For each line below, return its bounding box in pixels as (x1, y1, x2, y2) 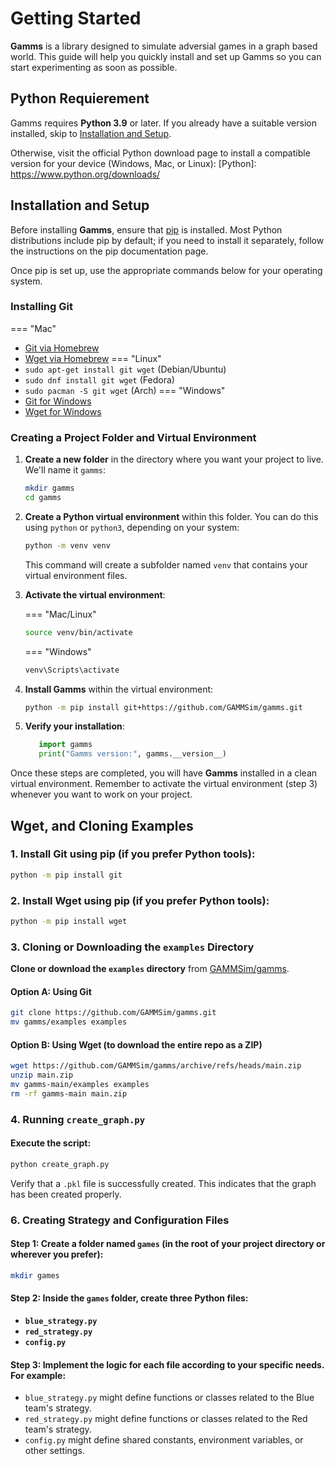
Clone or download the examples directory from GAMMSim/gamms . (10, 963, 290, 975)
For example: (10, 1369, 67, 1381)
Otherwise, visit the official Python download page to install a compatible (10, 147, 311, 159)
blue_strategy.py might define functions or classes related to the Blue (24, 1392, 315, 1404)
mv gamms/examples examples (10, 1017, 128, 1027)
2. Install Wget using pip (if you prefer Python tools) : (10, 893, 270, 907)
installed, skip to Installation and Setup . (10, 127, 172, 139)
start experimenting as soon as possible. (10, 61, 178, 73)
